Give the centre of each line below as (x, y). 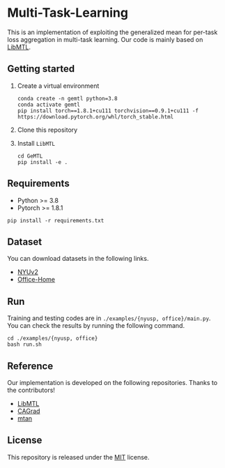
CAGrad (29, 411)
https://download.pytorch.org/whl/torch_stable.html (95, 116)
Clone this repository (47, 130)
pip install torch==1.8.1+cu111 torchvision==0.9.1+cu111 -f (108, 111)
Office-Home (36, 280)
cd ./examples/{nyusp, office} (53, 339)
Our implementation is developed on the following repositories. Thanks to (113, 383)
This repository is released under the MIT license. (78, 457)
